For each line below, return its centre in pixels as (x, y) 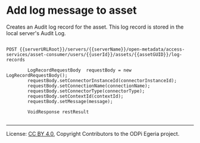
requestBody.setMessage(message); (70, 101)
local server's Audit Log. (36, 33)
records (16, 60)
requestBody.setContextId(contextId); (76, 96)
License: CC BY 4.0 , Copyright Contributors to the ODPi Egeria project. (93, 133)
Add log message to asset (71, 10)
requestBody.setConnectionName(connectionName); (89, 86)
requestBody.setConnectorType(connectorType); (86, 91)
